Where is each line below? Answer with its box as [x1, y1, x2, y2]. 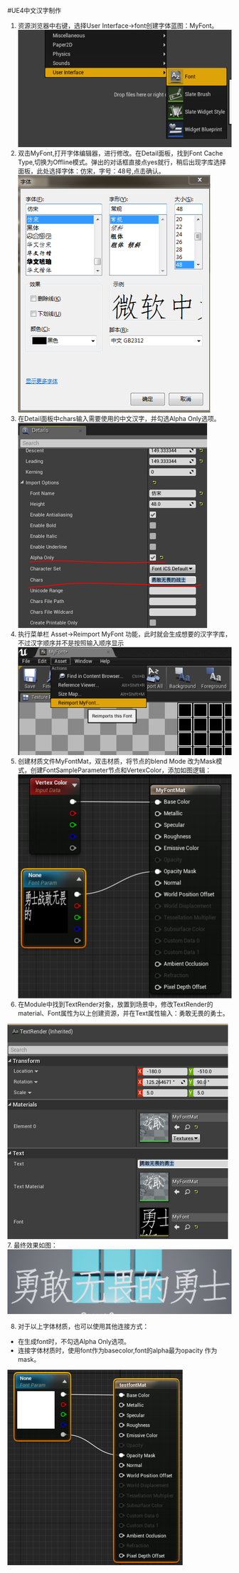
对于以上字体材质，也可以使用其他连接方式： [17, 1322, 149, 1330]
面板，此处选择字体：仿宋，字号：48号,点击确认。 [17, 166, 165, 175]
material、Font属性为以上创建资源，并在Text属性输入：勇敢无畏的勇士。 [17, 1008, 229, 1017]
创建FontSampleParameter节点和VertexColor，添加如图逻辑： [30, 766, 212, 774]
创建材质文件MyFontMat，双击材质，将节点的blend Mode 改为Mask [17, 757, 216, 766]
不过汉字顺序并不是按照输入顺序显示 [17, 638, 124, 647]
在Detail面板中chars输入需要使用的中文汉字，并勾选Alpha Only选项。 [17, 414, 221, 423]
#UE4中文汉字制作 [7, 6, 62, 14]
